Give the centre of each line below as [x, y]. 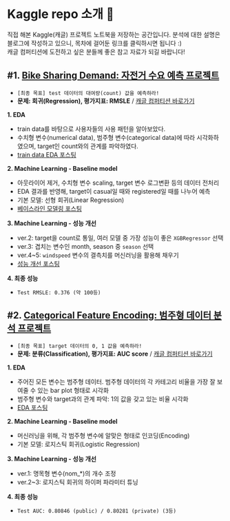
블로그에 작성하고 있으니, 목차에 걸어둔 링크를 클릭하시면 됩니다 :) [95, 43]
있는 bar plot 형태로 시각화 [73, 390]
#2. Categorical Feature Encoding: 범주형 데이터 [109, 315]
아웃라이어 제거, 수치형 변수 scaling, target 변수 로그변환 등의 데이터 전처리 [118, 183]
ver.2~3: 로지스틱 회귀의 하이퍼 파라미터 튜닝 [78, 482]
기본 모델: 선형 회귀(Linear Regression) [71, 200]
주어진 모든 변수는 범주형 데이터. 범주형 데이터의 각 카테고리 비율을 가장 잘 [116, 381]
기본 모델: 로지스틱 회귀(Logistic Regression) [78, 444]
